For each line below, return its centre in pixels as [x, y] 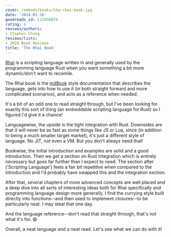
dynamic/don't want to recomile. [40, 73]
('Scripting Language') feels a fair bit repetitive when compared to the [79, 167]
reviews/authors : [24, 29]
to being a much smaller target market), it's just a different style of [75, 135]
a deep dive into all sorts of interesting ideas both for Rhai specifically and [83, 188]
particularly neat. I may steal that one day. [49, 204]
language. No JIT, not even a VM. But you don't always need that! [74, 141]
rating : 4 [16, 24]
